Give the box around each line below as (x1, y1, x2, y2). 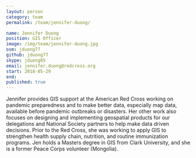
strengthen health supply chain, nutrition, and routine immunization (6, 133, 168, 140)
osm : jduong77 (6, 46, 41, 53)
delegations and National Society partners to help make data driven (6, 120, 169, 127)
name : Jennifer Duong (6, 30, 59, 36)
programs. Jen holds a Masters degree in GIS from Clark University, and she (6, 139, 191, 146)
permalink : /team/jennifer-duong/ (6, 19, 91, 25)
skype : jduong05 (6, 57, 46, 63)
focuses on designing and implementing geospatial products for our (6, 114, 170, 121)
